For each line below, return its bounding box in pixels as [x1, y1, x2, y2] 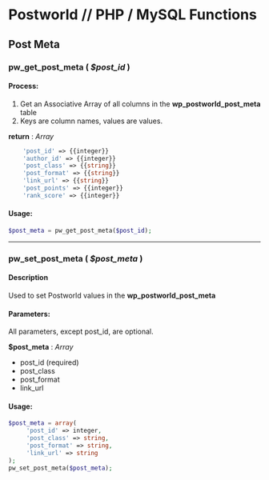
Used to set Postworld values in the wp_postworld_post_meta [8, 290, 216, 301]
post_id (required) [19, 358, 79, 367]
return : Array [8, 131, 54, 141]
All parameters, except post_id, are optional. [8, 326, 154, 337]
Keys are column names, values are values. [19, 116, 163, 126]
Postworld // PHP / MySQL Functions [8, 6, 258, 24]
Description [8, 273, 49, 282]
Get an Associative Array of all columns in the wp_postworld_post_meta [19, 98, 261, 109]
